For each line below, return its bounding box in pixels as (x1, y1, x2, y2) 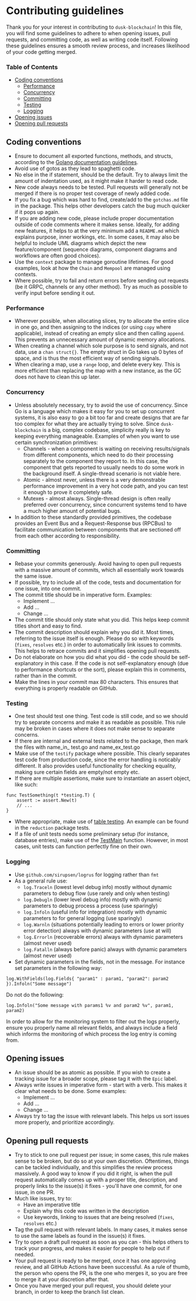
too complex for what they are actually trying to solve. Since (14, 420, 160, 427)
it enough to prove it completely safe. (23, 488, 114, 496)
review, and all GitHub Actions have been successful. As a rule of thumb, (14, 1263, 190, 1271)
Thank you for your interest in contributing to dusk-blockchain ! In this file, (6, 23, 183, 30)
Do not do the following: (6, 991, 64, 998)
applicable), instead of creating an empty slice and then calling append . (14, 330, 185, 337)
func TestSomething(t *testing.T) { (6, 792, 95, 798)
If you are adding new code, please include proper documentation (14, 215, 174, 222)
